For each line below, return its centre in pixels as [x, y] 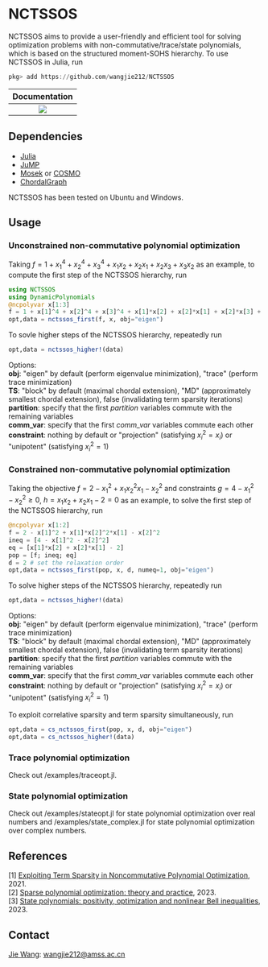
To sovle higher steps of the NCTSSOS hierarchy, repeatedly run [115, 335]
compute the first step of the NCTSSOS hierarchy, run [98, 275]
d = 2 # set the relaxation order [66, 563]
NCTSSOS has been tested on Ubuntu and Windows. [96, 197]
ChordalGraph [43, 181]
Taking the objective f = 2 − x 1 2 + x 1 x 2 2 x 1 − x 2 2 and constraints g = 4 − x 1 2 [131, 489]
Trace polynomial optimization [69, 758]
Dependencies [45, 136]
